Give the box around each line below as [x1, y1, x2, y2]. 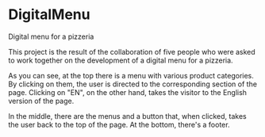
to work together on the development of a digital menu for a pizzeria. [8, 55, 233, 65]
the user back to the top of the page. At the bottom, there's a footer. [8, 120, 230, 129]
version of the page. [8, 96, 75, 105]
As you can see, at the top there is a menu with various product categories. [8, 70, 254, 80]
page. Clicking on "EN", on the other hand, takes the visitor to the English [8, 87, 248, 97]
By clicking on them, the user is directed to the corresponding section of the [8, 79, 258, 89]
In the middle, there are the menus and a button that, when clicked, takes [8, 111, 248, 120]
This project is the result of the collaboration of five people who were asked [8, 47, 255, 56]
